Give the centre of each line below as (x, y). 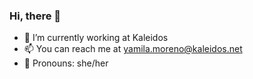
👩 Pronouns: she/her (66, 63)
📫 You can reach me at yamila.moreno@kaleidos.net (133, 49)
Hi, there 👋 (35, 16)
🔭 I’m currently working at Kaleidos (96, 38)
